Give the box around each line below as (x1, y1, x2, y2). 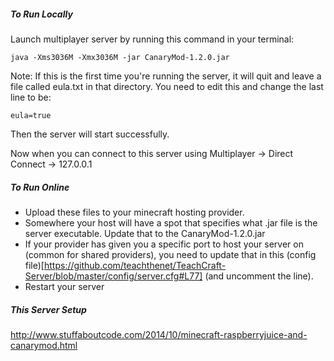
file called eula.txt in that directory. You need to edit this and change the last (10, 80, 324, 92)
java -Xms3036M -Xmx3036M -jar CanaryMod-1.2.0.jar (10, 52, 230, 62)
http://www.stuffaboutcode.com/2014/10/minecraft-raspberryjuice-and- (10, 328, 308, 340)
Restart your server (24, 280, 105, 292)
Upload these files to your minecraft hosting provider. (24, 206, 245, 218)
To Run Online (10, 181, 70, 193)
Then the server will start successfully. (10, 128, 170, 140)
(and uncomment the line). (204, 270, 314, 282)
